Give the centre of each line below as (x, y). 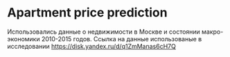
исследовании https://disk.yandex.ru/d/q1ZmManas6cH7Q (92, 46)
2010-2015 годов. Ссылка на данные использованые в (122, 38)
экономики (24, 38)
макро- (213, 32)
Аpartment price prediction (87, 13)
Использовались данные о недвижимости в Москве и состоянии (104, 32)
